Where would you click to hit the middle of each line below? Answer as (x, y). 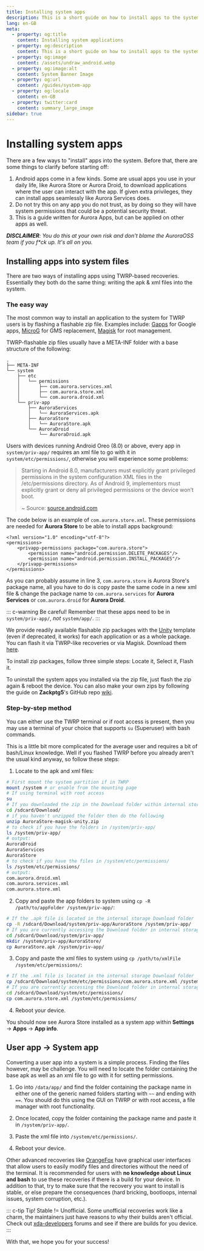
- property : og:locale (40, 91)
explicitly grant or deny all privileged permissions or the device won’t (107, 490)
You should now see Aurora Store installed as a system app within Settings (100, 1022)
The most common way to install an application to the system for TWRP (96, 318)
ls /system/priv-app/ (34, 833)
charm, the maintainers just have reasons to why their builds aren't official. (100, 1217)
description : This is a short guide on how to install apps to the (93, 18)
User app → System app (53, 1048)
